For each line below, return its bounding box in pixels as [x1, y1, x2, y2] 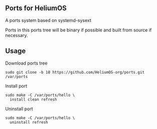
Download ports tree [5, 60, 48, 66]
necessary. [5, 32, 29, 38]
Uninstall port [5, 105, 34, 111]
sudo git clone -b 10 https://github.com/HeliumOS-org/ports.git [5, 69, 144, 74]
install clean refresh [10, 97, 57, 102]
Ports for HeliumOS [5, 4, 67, 12]
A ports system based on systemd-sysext [5, 17, 92, 23]
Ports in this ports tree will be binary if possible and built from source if [5, 27, 152, 33]
